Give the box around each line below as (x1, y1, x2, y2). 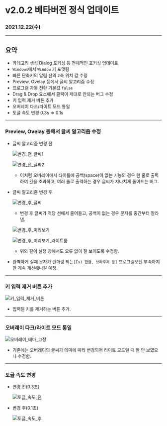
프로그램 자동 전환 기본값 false (12, 85, 73, 91)
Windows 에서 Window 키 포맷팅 (12, 66, 70, 72)
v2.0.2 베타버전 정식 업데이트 (5, 4, 119, 16)
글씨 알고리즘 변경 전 (12, 140, 53, 146)
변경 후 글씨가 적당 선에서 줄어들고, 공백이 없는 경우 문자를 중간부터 (19, 210, 150, 216)
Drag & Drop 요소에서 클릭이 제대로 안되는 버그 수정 (12, 91, 113, 97)
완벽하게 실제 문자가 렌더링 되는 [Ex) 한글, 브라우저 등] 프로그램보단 (12, 258, 143, 264)
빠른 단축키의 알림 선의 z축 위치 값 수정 (12, 73, 88, 79)
